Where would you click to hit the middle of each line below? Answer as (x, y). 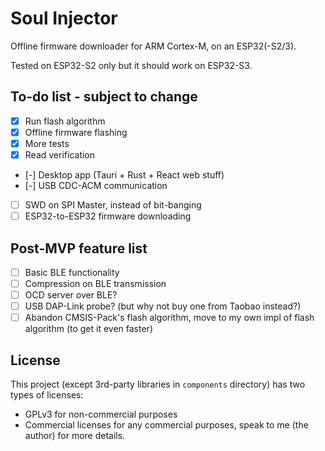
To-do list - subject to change (104, 97)
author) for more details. (75, 436)
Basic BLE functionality (72, 272)
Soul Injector (64, 18)
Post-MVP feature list (79, 248)
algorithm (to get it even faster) (88, 329)
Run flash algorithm (65, 121)
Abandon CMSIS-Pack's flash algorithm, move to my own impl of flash (169, 318)
